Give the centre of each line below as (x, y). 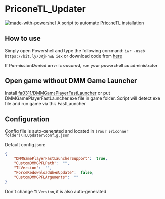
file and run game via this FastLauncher (45, 103)
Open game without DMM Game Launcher (71, 81)
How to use (23, 38)
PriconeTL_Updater (45, 9)
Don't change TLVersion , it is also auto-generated (56, 191)
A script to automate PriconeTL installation (101, 23)
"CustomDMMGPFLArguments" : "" (46, 177)
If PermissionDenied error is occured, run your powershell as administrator (81, 65)
